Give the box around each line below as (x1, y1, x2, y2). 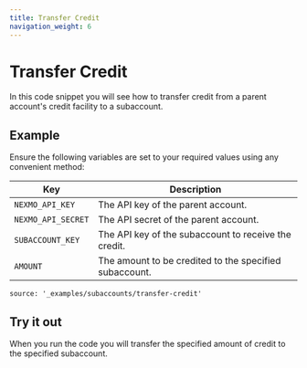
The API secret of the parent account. (97, 214, 259, 226)
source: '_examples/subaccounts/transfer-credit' (9, 289, 203, 299)
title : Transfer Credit (9, 13, 101, 23)
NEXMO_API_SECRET (14, 215, 90, 225)
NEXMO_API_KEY (14, 200, 76, 210)
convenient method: (9, 162, 85, 173)
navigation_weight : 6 (9, 22, 92, 31)
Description (169, 184, 222, 196)
